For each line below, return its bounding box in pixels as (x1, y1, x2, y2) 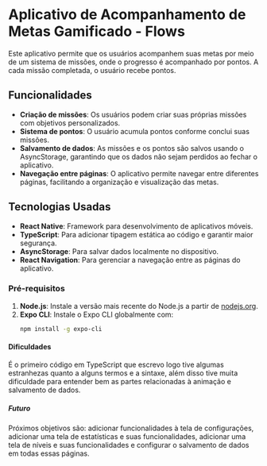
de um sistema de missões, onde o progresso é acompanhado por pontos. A (8, 57, 259, 67)
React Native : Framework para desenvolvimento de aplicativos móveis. (19, 221, 253, 231)
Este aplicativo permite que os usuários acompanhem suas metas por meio (8, 48, 254, 58)
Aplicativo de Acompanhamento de (8, 6, 246, 24)
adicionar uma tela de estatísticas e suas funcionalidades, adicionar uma (8, 431, 246, 441)
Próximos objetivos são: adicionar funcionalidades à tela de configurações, (8, 423, 254, 433)
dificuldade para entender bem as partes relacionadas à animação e (8, 376, 232, 386)
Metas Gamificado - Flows (8, 22, 185, 40)
